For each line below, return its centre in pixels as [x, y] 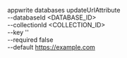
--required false [30, 40]
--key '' [18, 32]
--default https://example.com [51, 47]
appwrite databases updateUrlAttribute [64, 10]
